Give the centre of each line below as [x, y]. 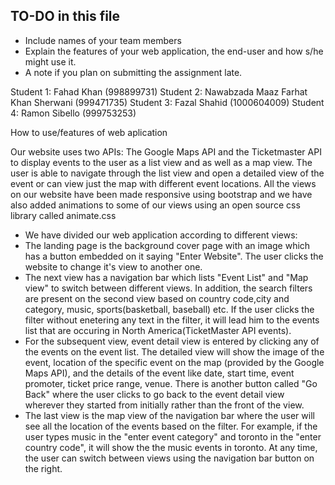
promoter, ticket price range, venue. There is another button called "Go [171, 383]
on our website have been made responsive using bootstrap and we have [161, 194]
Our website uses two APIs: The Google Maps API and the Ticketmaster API [166, 151]
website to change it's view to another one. [113, 266]
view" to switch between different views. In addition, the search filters [168, 288]
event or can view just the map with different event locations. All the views [163, 183]
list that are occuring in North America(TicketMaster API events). [158, 330]
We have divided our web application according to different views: [161, 235]
